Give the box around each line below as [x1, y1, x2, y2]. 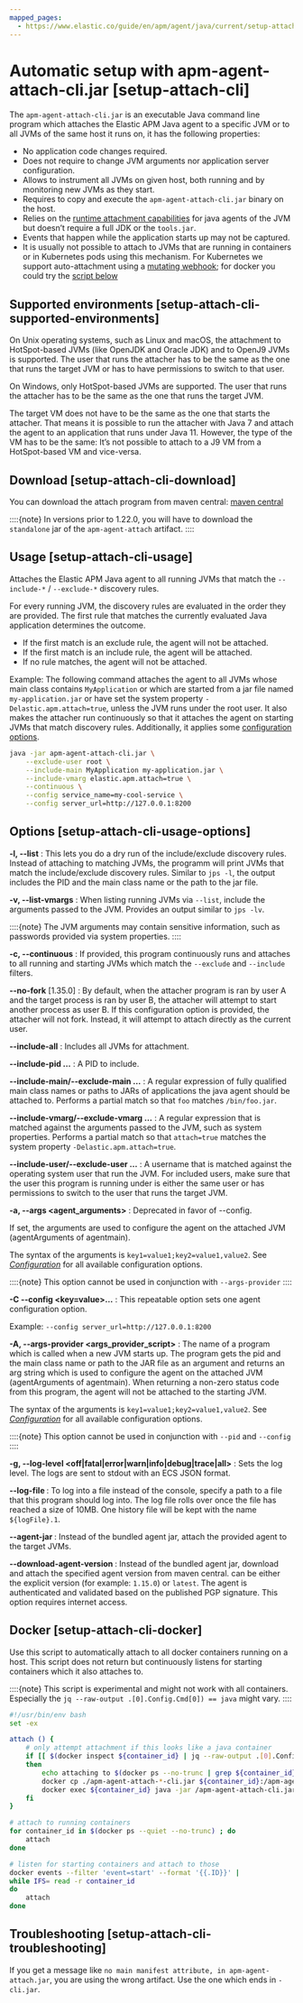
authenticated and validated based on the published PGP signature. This [9, 1586, 278, 1597]
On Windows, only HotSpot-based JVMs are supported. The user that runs [9, 381, 287, 392]
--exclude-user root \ [25, 757, 111, 767]
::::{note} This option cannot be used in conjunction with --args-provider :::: [9, 1276, 293, 1287]
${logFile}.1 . [9, 1513, 60, 1524]
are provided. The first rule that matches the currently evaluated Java [9, 610, 268, 620]
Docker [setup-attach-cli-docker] [9, 1622, 203, 1638]
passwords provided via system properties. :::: [9, 931, 182, 942]
